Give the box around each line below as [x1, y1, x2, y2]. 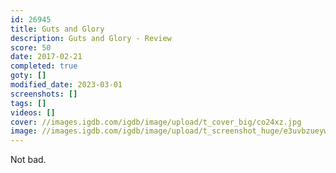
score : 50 [10, 42, 52, 53]
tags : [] [10, 98, 47, 108]
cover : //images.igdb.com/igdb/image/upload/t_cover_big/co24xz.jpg [10, 117, 302, 127]
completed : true [10, 61, 78, 71]
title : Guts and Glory [10, 24, 105, 34]
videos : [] [10, 107, 56, 118]
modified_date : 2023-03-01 [10, 80, 123, 90]
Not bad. [10, 154, 47, 166]
